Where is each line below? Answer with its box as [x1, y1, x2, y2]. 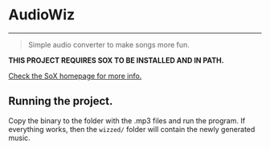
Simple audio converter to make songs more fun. [27, 39, 190, 49]
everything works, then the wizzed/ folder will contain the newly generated [8, 124, 256, 134]
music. [8, 133, 31, 143]
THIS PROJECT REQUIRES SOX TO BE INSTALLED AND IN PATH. [8, 55, 224, 65]
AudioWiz [8, 6, 76, 24]
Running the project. [8, 94, 113, 108]
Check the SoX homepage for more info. [8, 71, 142, 81]
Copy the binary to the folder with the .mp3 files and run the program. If [8, 115, 246, 126]
